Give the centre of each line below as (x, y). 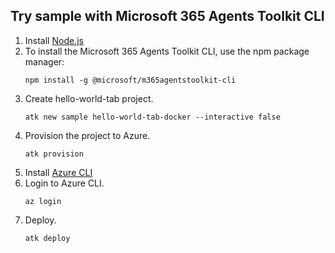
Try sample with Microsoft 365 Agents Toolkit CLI (167, 16)
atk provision (54, 154)
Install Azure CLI (58, 172)
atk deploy (47, 238)
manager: (44, 61)
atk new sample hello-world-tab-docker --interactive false (152, 117)
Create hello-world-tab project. (89, 98)
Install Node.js (54, 40)
